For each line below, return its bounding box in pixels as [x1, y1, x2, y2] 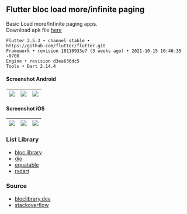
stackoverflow [14, 201, 49, 208]
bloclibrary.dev [14, 195, 51, 202]
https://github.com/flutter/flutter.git [6, 43, 106, 49]
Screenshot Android [6, 75, 57, 82]
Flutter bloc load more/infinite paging [6, 5, 145, 15]
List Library [6, 136, 39, 144]
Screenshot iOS [6, 105, 45, 112]
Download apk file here [6, 26, 63, 33]
